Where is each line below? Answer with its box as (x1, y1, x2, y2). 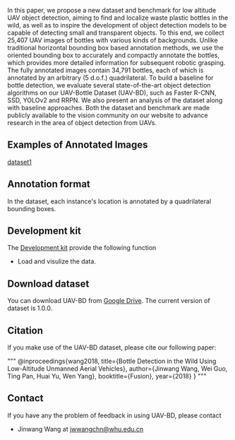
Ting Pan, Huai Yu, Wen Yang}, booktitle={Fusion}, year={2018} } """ (7, 372, 207, 381)
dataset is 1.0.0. (7, 304, 53, 313)
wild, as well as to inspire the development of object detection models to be (7, 21, 227, 29)
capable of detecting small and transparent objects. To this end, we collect (7, 28, 224, 37)
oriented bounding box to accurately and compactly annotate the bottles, (7, 51, 220, 59)
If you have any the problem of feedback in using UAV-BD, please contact (7, 411, 222, 420)
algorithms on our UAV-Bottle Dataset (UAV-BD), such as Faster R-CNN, (7, 88, 217, 97)
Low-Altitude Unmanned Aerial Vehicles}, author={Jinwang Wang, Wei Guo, (7, 364, 228, 373)
